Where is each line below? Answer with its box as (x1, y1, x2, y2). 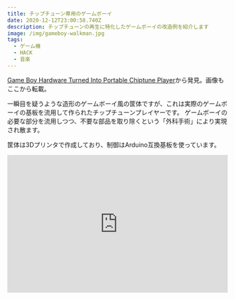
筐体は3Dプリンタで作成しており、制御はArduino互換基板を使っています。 (7, 141, 220, 149)
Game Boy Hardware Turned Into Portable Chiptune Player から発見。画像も (7, 76, 225, 84)
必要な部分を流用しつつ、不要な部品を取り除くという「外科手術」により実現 (7, 117, 227, 125)
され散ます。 (7, 125, 44, 134)
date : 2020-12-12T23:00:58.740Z (7, 17, 101, 24)
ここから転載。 (7, 85, 50, 93)
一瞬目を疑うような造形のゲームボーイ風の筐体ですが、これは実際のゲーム (7, 99, 222, 108)
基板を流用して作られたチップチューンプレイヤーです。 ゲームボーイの (25, 108, 228, 116)
